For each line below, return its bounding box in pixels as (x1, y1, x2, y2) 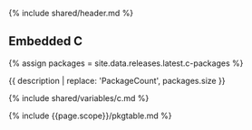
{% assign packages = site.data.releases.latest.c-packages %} (8, 58, 244, 69)
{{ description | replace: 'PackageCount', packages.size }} (8, 75, 226, 86)
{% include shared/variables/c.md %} (8, 92, 150, 103)
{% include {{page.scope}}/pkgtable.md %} (8, 110, 172, 121)
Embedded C (8, 33, 83, 49)
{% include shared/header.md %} (8, 8, 134, 18)
